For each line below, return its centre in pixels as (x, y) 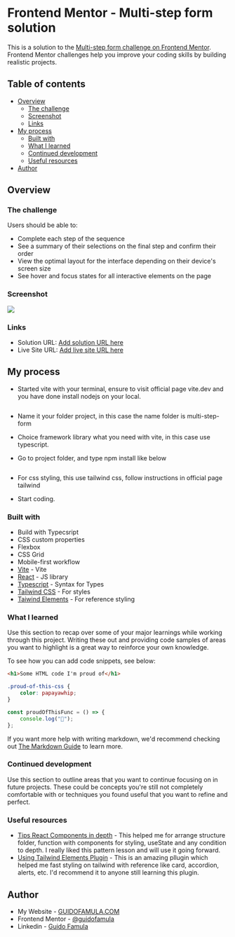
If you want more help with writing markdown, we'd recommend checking (114, 739)
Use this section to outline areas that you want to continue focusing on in (113, 779)
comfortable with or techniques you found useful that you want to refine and (117, 794)
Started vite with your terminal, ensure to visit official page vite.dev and (120, 389)
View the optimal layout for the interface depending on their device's (116, 261)
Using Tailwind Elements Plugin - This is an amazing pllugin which (113, 858)
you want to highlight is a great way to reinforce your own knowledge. (108, 648)
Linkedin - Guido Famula (53, 926)
